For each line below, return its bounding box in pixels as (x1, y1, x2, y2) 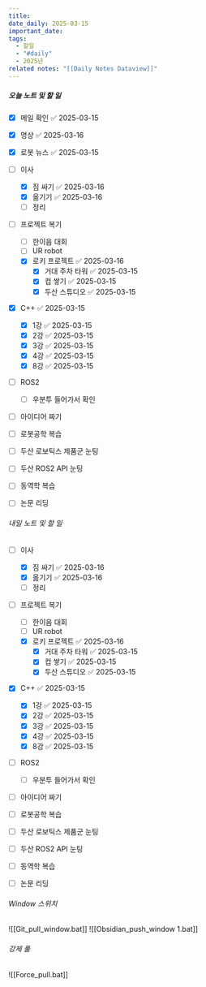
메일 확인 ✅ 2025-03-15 (19, 113, 99, 123)
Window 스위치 (8, 899, 58, 908)
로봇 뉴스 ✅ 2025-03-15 (19, 147, 99, 157)
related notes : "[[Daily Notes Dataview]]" (8, 65, 158, 73)
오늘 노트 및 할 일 (8, 91, 62, 101)
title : (8, 11, 31, 20)
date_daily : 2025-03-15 (8, 19, 89, 28)
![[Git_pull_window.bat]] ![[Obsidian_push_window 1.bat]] (8, 925, 199, 934)
